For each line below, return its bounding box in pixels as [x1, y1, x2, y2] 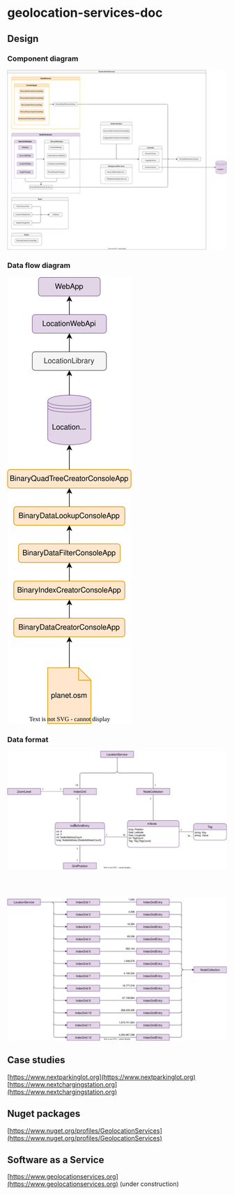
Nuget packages [7, 1108, 81, 1120]
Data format [7, 734, 49, 744]
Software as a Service [7, 1154, 104, 1166]
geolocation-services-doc [7, 5, 163, 21]
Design [7, 33, 39, 45]
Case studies [7, 1054, 65, 1066]
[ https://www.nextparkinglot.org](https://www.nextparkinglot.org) [7, 1073, 196, 1081]
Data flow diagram [7, 260, 71, 270]
